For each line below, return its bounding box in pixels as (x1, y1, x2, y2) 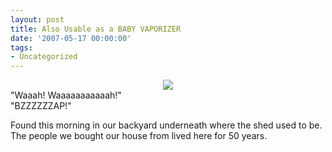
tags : (10, 42, 33, 53)
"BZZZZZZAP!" (10, 100, 72, 112)
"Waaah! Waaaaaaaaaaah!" (10, 89, 122, 101)
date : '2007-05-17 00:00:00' (10, 33, 132, 43)
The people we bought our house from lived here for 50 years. (10, 130, 268, 142)
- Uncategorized (10, 52, 78, 62)
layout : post (10, 14, 65, 25)
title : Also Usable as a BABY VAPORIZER (10, 24, 182, 34)
